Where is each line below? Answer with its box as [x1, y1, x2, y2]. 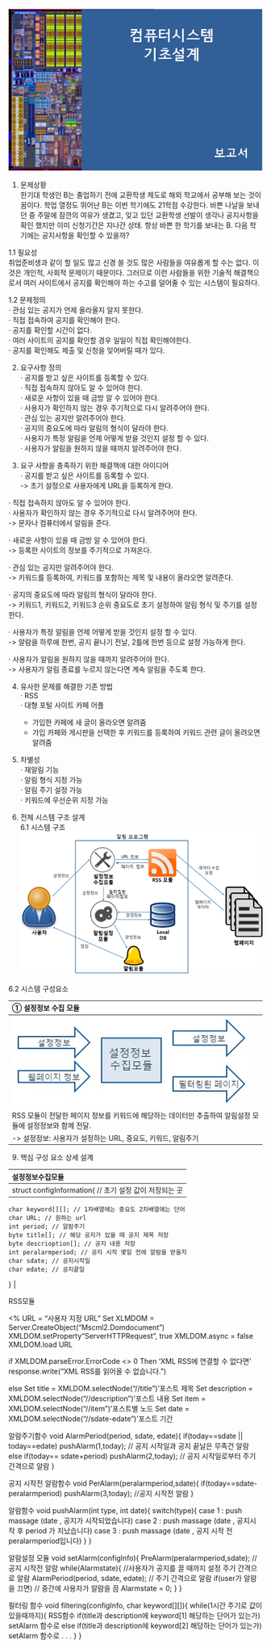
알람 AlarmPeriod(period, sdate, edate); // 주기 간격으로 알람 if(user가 [16, 1573, 242, 1583]
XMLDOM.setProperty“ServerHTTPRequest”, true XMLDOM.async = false [8, 1331, 254, 1340]
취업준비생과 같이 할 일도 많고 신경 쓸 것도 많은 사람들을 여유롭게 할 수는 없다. [8, 258, 252, 267]
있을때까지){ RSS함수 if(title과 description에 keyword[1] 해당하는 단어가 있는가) [8, 1610, 261, 1620]
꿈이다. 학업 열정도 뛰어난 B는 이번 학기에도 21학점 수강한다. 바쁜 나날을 [19, 199, 245, 210]
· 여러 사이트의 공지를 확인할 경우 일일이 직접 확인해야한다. [8, 335, 191, 345]
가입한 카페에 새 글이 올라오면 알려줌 [31, 717, 147, 727]
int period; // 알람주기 [8, 1222, 85, 1231]
